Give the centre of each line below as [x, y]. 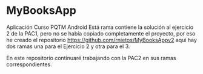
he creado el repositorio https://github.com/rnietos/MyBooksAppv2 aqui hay [101, 40]
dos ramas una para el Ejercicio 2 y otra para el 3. [68, 46]
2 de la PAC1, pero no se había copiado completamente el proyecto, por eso [101, 33]
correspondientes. [29, 64]
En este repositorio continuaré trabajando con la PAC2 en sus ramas [92, 58]
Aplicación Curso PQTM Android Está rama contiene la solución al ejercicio [100, 27]
